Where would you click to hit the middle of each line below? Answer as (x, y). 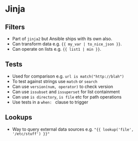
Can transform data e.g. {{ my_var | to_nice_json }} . (67, 44)
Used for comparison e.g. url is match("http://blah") (68, 76)
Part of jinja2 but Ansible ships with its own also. (62, 39)
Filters (15, 27)
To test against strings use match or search (55, 81)
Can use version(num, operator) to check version (63, 86)
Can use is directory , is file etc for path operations (67, 97)
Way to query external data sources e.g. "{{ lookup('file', (73, 129)
